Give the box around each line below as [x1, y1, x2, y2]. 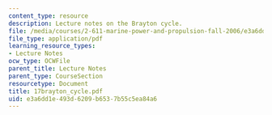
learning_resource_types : [8, 42, 96, 50]
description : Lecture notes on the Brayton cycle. [8, 19, 183, 28]
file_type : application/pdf [8, 34, 104, 43]
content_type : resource [8, 11, 89, 20]
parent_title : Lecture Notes [8, 65, 107, 73]
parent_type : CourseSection [8, 72, 104, 80]
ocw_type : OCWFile [8, 57, 70, 66]
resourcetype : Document [8, 79, 89, 87]
